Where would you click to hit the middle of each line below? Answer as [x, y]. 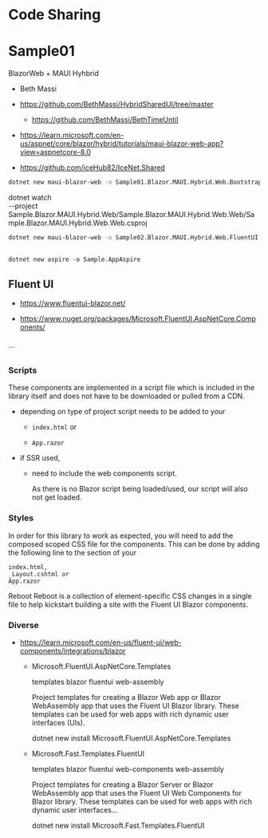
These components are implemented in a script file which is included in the [132, 388]
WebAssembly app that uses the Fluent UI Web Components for [136, 793]
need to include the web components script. [104, 473]
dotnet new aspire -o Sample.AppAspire [75, 260]
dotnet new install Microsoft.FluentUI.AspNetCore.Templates [131, 738]
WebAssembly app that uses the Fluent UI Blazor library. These [135, 706]
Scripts [23, 370]
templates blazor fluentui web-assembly [98, 682]
